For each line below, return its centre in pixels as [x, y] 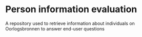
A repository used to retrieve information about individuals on [70, 23]
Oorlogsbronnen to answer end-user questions [55, 28]
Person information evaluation [71, 9]
